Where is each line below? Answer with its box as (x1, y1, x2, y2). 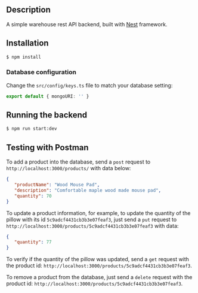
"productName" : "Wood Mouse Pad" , (14, 182, 100, 188)
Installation (6, 38, 49, 49)
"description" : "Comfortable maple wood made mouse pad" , (14, 187, 162, 194)
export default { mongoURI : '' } (6, 93, 89, 99)
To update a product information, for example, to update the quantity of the (6, 209, 191, 216)
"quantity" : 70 (14, 193, 52, 199)
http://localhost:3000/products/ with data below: (6, 165, 131, 172)
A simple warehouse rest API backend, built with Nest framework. (6, 20, 168, 28)
